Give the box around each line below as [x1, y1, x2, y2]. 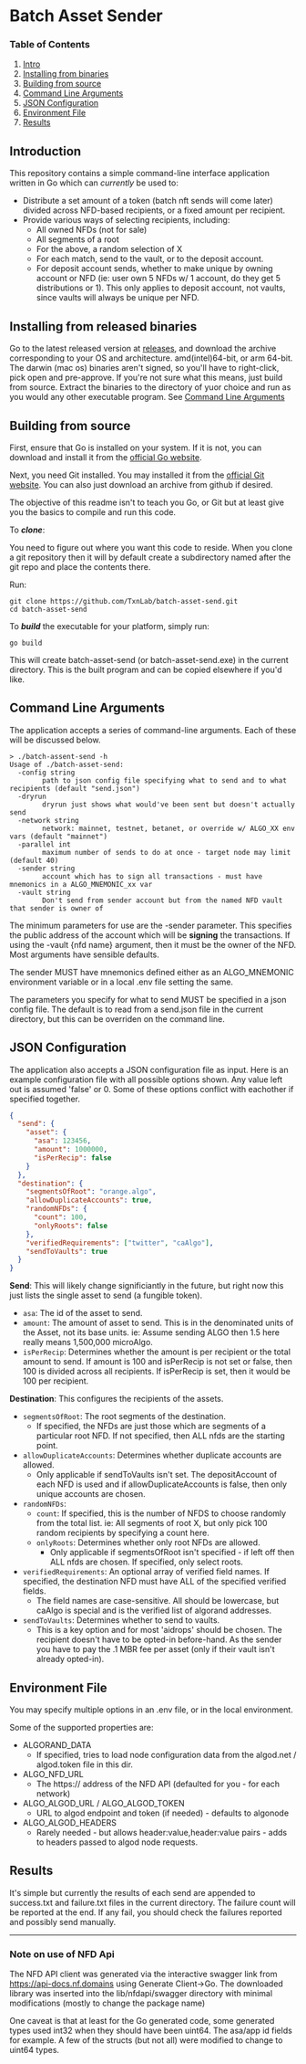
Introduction [9, 143, 82, 159]
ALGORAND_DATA [22, 1739, 92, 1750]
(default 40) [9, 856, 59, 865]
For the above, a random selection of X [36, 244, 183, 255]
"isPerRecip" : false [33, 1153, 112, 1163]
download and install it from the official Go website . [9, 451, 202, 462]
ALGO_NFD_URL [22, 1768, 84, 1779]
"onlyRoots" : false [33, 1221, 107, 1230]
